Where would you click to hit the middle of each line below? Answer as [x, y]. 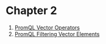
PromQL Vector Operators [47, 28]
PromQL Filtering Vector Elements [57, 34]
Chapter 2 [31, 11]
